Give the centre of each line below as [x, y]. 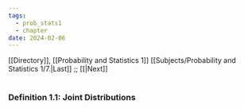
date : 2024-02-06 [37, 38]
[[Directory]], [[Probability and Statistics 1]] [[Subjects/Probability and [122, 60]
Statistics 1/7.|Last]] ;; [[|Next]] [58, 69]
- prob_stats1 [39, 23]
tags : [17, 16]
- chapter [31, 30]
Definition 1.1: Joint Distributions [72, 98]
